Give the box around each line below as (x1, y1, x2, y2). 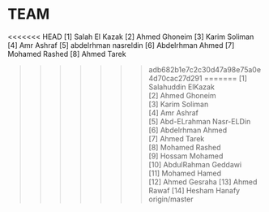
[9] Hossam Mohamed (148, 151, 224, 161)
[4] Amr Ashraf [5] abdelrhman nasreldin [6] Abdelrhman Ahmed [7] (7, 40, 235, 50)
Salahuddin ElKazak (148, 82, 216, 92)
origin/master (148, 194, 194, 204)
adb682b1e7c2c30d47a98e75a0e (148, 64, 261, 74)
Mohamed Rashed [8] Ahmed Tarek (7, 49, 126, 58)
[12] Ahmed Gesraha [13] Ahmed (148, 176, 258, 187)
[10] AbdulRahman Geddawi (148, 159, 242, 169)
